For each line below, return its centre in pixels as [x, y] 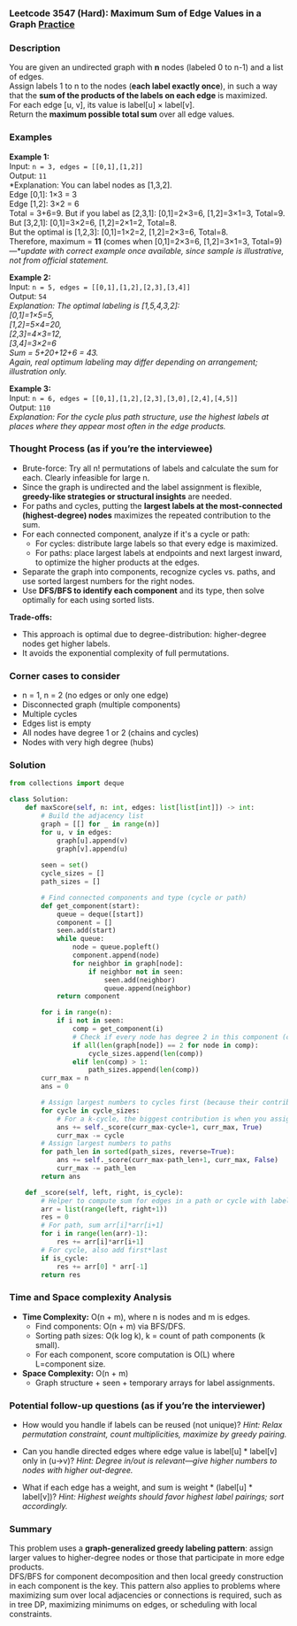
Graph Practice [42, 24]
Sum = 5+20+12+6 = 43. [54, 352]
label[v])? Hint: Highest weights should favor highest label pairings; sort [153, 1497]
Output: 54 [28, 296]
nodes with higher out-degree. [77, 1470]
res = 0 [55, 1217]
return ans [61, 1176]
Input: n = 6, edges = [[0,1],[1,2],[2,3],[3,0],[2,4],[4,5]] [124, 397]
